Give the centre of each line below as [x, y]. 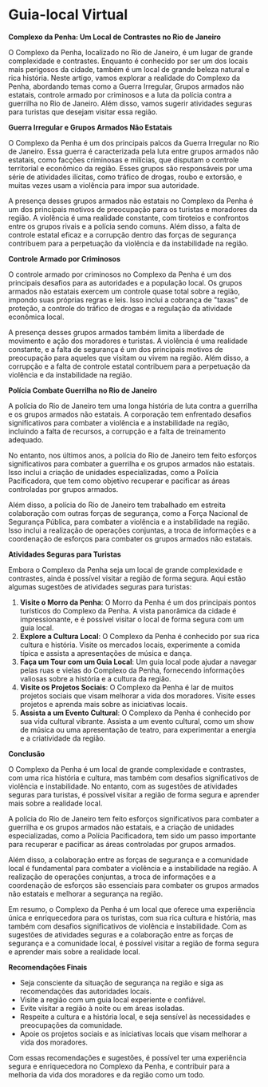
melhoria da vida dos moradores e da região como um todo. [106, 1074]
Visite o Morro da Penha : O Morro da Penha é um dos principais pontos [138, 602]
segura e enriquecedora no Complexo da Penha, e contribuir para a [119, 1066]
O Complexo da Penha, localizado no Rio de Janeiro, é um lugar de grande [131, 52]
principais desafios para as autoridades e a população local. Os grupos [125, 282]
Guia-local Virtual [68, 15]
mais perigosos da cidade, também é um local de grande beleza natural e [129, 69]
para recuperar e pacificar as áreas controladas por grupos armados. [122, 844]
